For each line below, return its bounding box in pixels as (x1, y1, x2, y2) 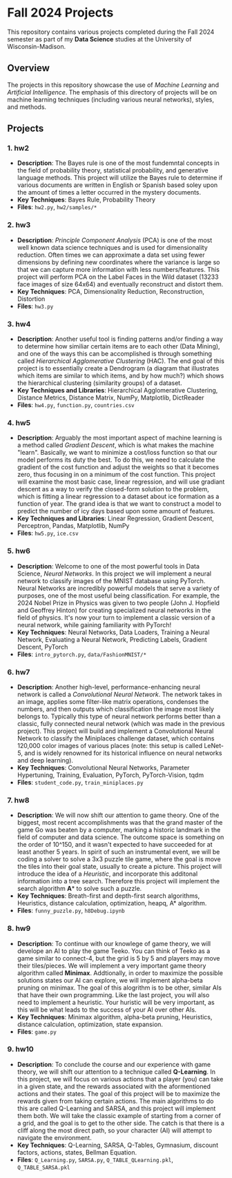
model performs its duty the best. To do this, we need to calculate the (17, 455, 215, 464)
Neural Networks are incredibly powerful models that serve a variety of (17, 584, 220, 592)
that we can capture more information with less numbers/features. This (17, 265, 220, 273)
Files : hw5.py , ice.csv (17, 529, 79, 538)
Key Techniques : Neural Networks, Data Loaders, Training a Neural (17, 628, 210, 636)
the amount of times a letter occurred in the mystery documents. (17, 188, 202, 197)
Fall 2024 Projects (7, 5, 114, 21)
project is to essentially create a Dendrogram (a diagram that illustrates (17, 364, 220, 373)
